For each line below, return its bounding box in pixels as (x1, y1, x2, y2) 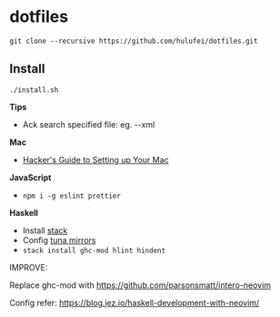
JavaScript (9, 171, 52, 183)
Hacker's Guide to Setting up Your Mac (22, 154, 170, 165)
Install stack (22, 225, 68, 236)
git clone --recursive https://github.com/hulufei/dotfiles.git (9, 36, 258, 46)
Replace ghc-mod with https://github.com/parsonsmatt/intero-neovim (9, 280, 271, 291)
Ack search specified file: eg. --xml (22, 118, 155, 129)
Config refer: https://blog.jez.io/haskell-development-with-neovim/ (9, 297, 260, 308)
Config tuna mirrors (22, 234, 96, 245)
